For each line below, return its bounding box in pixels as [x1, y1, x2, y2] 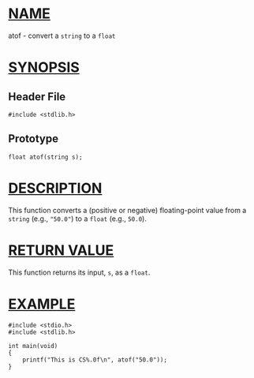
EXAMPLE [8, 295, 76, 313]
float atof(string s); [8, 153, 83, 161]
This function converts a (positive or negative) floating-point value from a [8, 205, 247, 215]
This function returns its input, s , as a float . [8, 268, 151, 277]
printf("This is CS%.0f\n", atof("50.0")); [22, 356, 168, 364]
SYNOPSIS [8, 58, 80, 77]
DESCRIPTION [8, 179, 103, 197]
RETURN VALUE [8, 241, 114, 259]
